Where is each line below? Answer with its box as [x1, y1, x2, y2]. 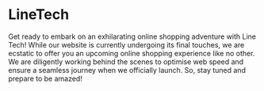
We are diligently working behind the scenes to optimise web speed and [8, 57, 244, 66]
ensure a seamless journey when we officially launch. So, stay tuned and [8, 65, 246, 74]
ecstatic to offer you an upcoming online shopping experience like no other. [8, 48, 255, 58]
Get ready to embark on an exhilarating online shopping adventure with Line [8, 32, 256, 41]
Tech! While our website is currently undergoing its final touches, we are [8, 40, 245, 49]
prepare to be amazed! [8, 74, 83, 83]
